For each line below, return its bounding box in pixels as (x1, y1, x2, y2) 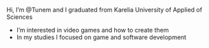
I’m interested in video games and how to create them (16, 26, 169, 34)
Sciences (6, 13, 33, 21)
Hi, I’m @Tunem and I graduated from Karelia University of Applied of (6, 6, 203, 14)
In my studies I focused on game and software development (16, 33, 187, 41)
